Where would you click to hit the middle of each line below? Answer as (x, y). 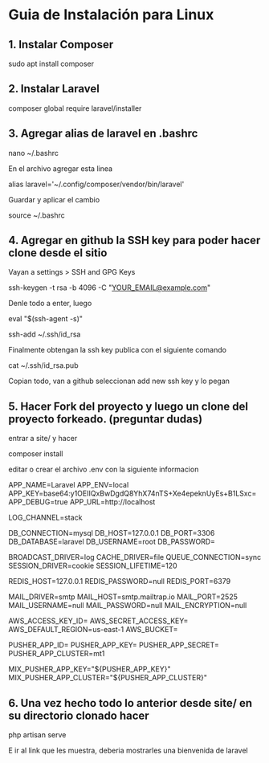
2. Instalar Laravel (54, 89)
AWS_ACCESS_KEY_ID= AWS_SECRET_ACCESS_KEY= (98, 621)
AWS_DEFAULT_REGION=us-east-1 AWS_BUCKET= (93, 630)
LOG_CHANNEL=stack (45, 518)
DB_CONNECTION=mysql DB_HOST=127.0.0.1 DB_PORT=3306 (112, 533)
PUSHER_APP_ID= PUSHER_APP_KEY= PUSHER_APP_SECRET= (114, 645)
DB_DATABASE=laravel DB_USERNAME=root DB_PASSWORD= (112, 542)
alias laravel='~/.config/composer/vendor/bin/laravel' (96, 184)
